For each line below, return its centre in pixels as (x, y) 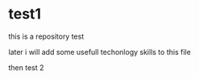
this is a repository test (46, 36)
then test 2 (26, 67)
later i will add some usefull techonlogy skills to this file (99, 52)
